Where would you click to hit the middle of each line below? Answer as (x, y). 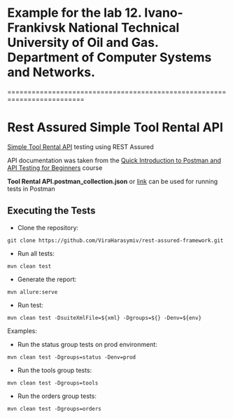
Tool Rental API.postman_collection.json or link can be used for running (113, 181)
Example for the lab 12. (75, 13)
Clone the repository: (48, 227)
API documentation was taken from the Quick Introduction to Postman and (114, 160)
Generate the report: (47, 279)
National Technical (124, 28)
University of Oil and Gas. (83, 43)
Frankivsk (37, 28)
